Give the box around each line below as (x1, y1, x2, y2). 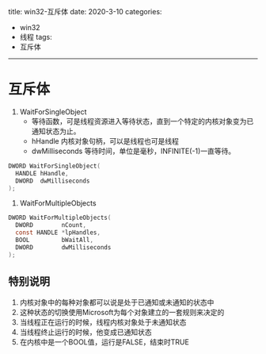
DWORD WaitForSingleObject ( (8, 162, 101, 170)
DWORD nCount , (15, 221, 87, 229)
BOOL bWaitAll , (15, 237, 93, 244)
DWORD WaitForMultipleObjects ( (8, 214, 112, 222)
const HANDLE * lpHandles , (15, 229, 101, 237)
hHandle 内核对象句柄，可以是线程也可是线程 (31, 136, 180, 145)
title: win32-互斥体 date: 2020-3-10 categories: (8, 7, 162, 16)
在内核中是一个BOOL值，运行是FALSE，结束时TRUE (19, 337, 190, 347)
